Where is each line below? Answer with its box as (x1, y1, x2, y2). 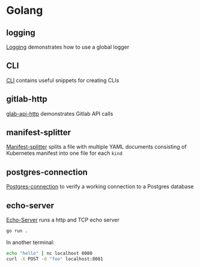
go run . (6, 228, 28, 234)
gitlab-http (6, 94, 48, 104)
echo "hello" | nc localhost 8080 (6, 250, 93, 256)
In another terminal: (6, 238, 55, 246)
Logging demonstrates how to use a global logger (6, 43, 130, 50)
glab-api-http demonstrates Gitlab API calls (6, 110, 114, 117)
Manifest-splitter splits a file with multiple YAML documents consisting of (6, 143, 187, 151)
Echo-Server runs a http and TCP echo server (6, 217, 120, 224)
